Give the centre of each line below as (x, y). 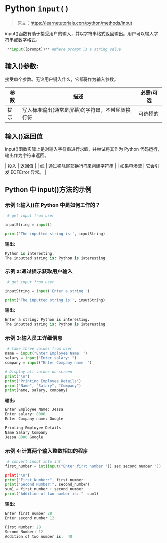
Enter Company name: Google (34, 419)
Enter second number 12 (30, 518)
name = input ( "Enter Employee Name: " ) (46, 353)
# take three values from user (40, 349)
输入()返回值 (24, 137)
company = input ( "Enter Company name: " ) (49, 363)
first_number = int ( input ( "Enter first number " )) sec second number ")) (83, 466)
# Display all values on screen (39, 372)
